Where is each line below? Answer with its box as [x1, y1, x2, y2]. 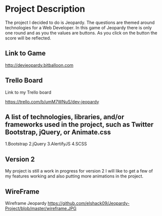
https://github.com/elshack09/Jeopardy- [47, 200, 130, 206]
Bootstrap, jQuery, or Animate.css [5, 128, 111, 136]
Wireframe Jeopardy [5, 200, 47, 206]
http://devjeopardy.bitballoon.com [5, 62, 74, 68]
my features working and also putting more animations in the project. [5, 173, 144, 179]
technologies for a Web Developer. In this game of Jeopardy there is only [5, 24, 152, 30]
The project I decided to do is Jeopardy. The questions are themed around [5, 20, 155, 25]
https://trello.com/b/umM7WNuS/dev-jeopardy [5, 98, 99, 104]
